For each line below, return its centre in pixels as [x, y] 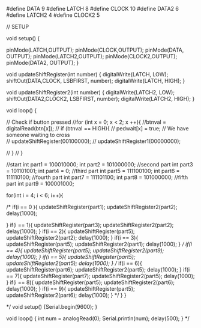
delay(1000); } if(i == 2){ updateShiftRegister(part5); [70, 231]
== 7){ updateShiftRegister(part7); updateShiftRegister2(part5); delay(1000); [100, 276]
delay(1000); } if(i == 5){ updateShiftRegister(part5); [71, 257]
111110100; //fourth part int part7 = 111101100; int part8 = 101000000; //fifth [97, 177]
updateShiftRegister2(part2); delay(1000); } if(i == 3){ [72, 238]
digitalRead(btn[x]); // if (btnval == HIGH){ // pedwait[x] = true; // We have [97, 128]
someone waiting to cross [38, 135]
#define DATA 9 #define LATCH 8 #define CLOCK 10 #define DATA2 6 [92, 9]
